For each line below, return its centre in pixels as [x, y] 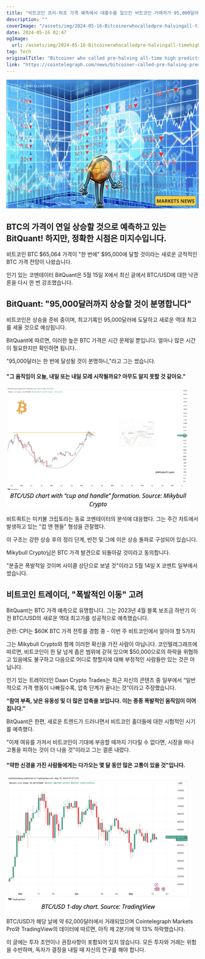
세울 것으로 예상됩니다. [40, 327]
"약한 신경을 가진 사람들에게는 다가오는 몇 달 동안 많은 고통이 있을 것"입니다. [96, 765]
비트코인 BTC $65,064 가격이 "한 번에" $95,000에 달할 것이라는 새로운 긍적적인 [102, 254]
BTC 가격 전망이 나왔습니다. [39, 262]
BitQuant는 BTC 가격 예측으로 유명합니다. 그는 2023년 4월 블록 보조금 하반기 [98, 610]
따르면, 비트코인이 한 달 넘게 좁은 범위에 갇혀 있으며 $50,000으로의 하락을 [94, 652]
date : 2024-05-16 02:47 [37, 32]
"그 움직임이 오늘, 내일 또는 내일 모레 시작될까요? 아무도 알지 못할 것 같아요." [96, 376]
